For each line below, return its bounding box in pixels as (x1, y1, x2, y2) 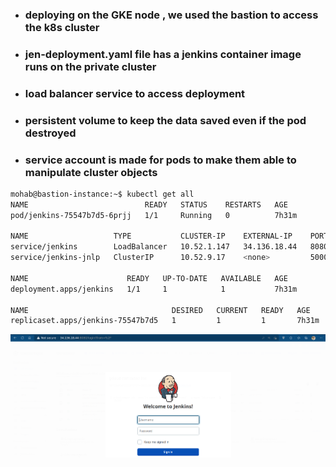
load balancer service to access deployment (24, 86, 246, 100)
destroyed (24, 126, 77, 140)
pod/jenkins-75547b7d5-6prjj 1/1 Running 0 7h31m (10, 210, 298, 220)
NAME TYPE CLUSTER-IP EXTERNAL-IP (10, 231, 293, 242)
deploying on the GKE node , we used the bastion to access (24, 8, 319, 22)
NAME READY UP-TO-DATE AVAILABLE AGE (10, 273, 288, 283)
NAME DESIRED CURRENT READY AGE (10, 305, 311, 315)
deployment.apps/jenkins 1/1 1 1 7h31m (10, 284, 298, 294)
